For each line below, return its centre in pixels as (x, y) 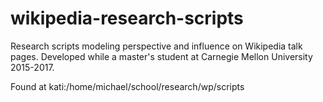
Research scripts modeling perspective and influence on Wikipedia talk (156, 46)
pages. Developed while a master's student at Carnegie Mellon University (161, 56)
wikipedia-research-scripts (127, 18)
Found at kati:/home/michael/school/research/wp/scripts (127, 86)
